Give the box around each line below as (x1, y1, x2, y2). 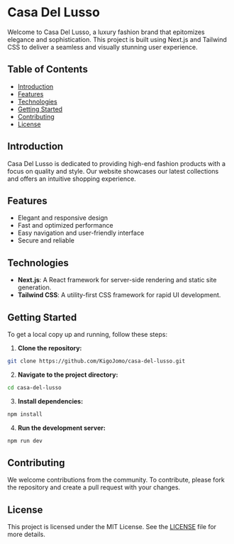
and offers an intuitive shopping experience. (7, 174, 136, 183)
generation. (17, 283, 52, 292)
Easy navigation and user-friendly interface (17, 228, 145, 238)
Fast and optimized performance (17, 221, 113, 230)
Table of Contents (7, 63, 89, 75)
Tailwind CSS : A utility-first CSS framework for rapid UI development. (17, 291, 221, 299)
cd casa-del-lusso (7, 384, 62, 391)
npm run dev (7, 437, 43, 444)
